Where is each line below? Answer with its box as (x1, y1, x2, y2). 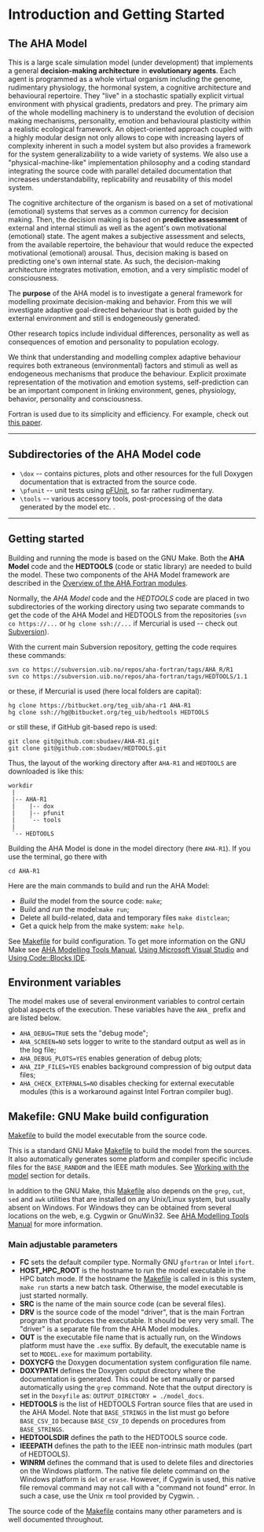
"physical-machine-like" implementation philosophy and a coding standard (8, 158, 251, 167)
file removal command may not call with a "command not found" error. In (19, 1482, 255, 1492)
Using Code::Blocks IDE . (8, 953, 87, 962)
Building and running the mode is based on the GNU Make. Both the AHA (8, 553, 245, 563)
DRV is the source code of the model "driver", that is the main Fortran (19, 1307, 245, 1317)
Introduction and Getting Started (8, 6, 225, 24)
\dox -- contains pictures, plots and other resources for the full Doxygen (19, 468, 253, 478)
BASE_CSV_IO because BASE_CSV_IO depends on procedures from (19, 1416, 226, 1425)
